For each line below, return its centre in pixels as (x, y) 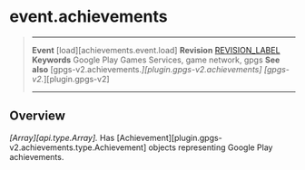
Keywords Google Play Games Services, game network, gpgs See (156, 60)
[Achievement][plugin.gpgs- (169, 137)
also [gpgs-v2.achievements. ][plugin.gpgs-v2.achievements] (147, 69)
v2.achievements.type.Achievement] (78, 147)
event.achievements (89, 17)
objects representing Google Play (211, 147)
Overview (38, 116)
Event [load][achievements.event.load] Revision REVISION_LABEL (156, 50)
